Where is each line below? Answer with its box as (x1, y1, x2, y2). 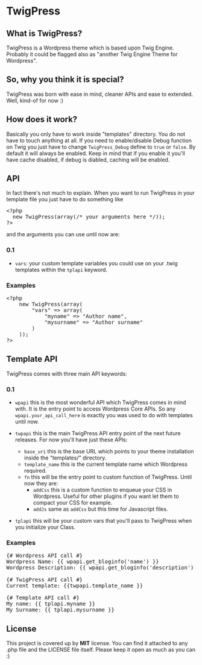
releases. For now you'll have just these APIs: (14, 436, 128, 444)
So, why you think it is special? (6, 74, 125, 85)
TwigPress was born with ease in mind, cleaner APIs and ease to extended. (6, 90, 194, 98)
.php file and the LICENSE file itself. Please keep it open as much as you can (6, 646, 196, 654)
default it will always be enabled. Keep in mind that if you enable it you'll (6, 150, 185, 157)
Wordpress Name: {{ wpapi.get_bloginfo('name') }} (6, 558, 159, 565)
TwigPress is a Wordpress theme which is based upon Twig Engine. (6, 44, 174, 51)
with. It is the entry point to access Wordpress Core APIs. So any (14, 405, 176, 412)
